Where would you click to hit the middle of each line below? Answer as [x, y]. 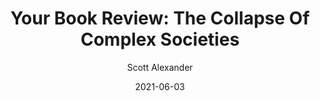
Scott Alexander [160, 67]
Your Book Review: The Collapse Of [160, 18]
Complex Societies [160, 39]
